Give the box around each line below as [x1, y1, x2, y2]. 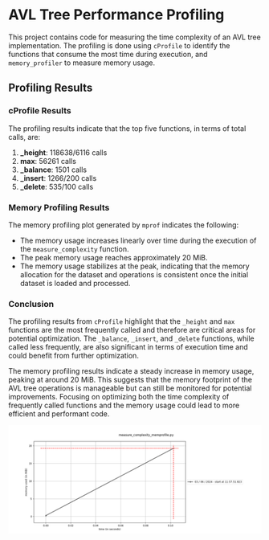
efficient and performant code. [8, 409, 110, 419]
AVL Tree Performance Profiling [8, 6, 225, 24]
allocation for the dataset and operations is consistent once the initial [19, 269, 249, 279]
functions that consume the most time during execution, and [8, 49, 208, 59]
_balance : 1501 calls [19, 165, 87, 174]
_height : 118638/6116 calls [19, 147, 108, 157]
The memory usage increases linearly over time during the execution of [19, 235, 257, 245]
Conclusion [8, 298, 55, 309]
